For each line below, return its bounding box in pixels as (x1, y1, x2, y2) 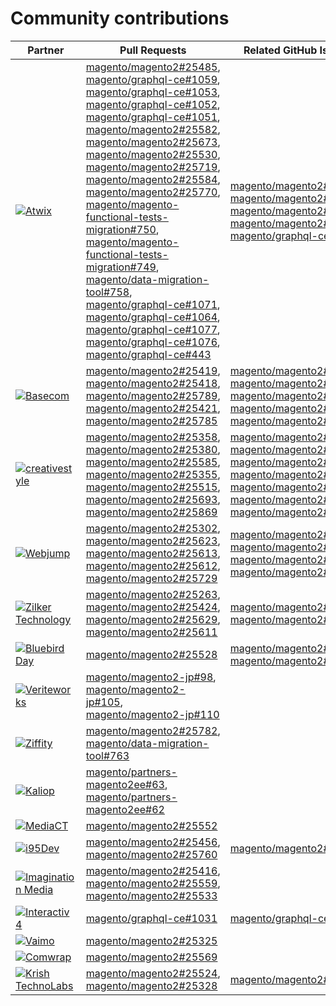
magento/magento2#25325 (85, 933, 218, 947)
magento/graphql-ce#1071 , (85, 297, 221, 311)
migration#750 (85, 222, 157, 236)
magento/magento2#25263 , (85, 587, 221, 601)
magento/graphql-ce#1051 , (85, 110, 221, 124)
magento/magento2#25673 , (85, 135, 221, 149)
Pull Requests (119, 43, 187, 57)
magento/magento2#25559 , (85, 876, 221, 890)
